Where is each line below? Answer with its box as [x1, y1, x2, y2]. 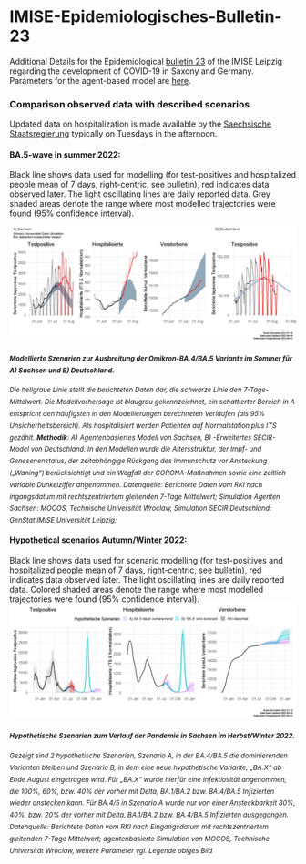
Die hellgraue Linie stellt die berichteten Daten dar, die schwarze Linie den [9, 385, 242, 395]
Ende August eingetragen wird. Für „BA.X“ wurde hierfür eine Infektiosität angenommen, [9, 775, 287, 784]
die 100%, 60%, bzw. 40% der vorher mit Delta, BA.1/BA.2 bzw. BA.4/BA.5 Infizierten [9, 787, 275, 796]
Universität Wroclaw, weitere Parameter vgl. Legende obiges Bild [9, 846, 213, 855]
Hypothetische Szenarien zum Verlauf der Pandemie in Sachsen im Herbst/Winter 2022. [9, 731, 296, 741]
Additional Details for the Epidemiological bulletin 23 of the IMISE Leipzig [9, 56, 283, 66]
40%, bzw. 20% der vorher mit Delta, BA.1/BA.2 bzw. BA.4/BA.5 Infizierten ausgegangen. [9, 810, 289, 819]
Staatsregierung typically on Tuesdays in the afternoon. [9, 128, 218, 139]
